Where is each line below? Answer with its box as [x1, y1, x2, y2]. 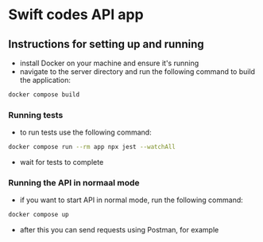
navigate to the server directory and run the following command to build [19, 67, 256, 76]
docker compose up [8, 211, 69, 219]
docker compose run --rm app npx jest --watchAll [8, 143, 176, 151]
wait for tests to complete [19, 158, 104, 167]
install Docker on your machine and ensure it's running [19, 58, 199, 68]
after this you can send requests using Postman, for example [19, 225, 219, 235]
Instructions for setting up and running [8, 37, 204, 51]
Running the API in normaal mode [8, 177, 140, 188]
